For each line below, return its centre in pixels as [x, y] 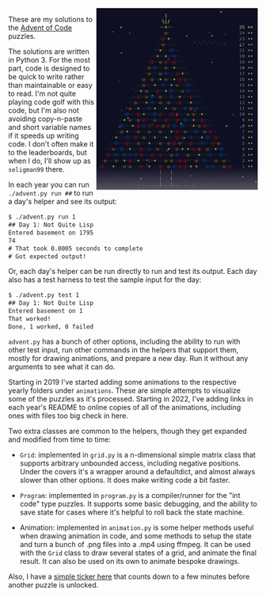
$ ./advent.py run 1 [42, 217]
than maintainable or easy [50, 85]
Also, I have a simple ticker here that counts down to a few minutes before [129, 576]
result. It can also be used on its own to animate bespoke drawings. [129, 561]
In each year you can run [49, 184]
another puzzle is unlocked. [53, 585]
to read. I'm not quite [42, 93]
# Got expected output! [47, 257]
